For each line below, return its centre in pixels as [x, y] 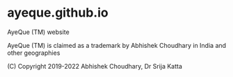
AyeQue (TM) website [38, 32]
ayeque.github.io [58, 13]
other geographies [34, 53]
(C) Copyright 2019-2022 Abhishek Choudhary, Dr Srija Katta [95, 66]
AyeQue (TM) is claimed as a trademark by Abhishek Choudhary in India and [117, 45]
